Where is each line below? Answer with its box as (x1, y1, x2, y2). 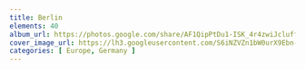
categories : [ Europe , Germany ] (9, 47, 136, 56)
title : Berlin (9, 13, 64, 22)
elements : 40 (9, 22, 59, 30)
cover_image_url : (9, 38, 75, 47)
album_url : (9, 30, 51, 39)
